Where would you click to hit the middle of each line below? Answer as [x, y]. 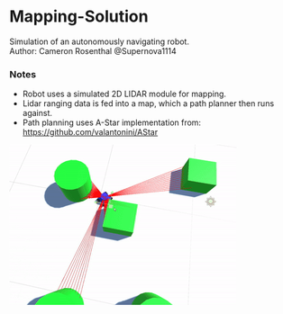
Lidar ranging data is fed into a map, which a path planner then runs [148, 103]
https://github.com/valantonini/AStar [90, 132]
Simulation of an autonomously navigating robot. [99, 41]
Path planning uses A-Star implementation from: [111, 122]
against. [37, 113]
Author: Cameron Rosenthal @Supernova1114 [93, 50]
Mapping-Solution [79, 17]
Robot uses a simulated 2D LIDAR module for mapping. [124, 94]
